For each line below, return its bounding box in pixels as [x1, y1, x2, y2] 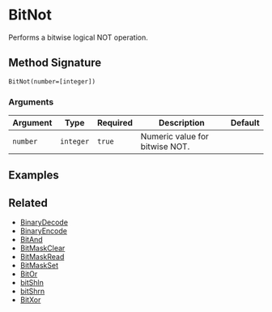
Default [230, 118, 260, 129]
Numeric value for [140, 131, 209, 143]
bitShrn [19, 286, 45, 297]
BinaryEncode [19, 226, 67, 236]
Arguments [8, 96, 54, 107]
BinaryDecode [19, 217, 69, 228]
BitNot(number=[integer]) [8, 77, 96, 86]
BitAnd [19, 235, 43, 245]
